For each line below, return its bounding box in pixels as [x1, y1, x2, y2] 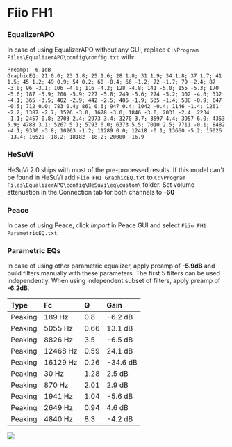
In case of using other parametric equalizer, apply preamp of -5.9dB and [7, 262, 215, 270]
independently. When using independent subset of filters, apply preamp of [7, 277, 221, 285]
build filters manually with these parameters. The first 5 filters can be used [7, 269, 221, 278]
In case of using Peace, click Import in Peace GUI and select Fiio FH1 [7, 221, 207, 229]
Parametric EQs [7, 246, 61, 255]
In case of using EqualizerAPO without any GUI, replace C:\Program [7, 45, 199, 54]
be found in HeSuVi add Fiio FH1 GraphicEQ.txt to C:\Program [7, 173, 186, 181]
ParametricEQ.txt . [7, 229, 59, 237]
